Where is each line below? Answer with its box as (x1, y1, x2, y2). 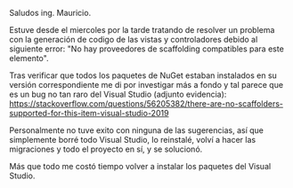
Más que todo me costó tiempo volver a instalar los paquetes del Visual (9, 161, 272, 171)
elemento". (9, 53, 49, 63)
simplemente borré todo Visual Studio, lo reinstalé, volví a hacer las (9, 135, 256, 145)
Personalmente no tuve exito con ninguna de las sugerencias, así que (9, 125, 265, 136)
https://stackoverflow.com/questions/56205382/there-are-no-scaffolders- (9, 98, 283, 109)
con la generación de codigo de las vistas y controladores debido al (9, 35, 258, 44)
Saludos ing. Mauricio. (9, 8, 92, 18)
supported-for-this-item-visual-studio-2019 (9, 108, 169, 118)
